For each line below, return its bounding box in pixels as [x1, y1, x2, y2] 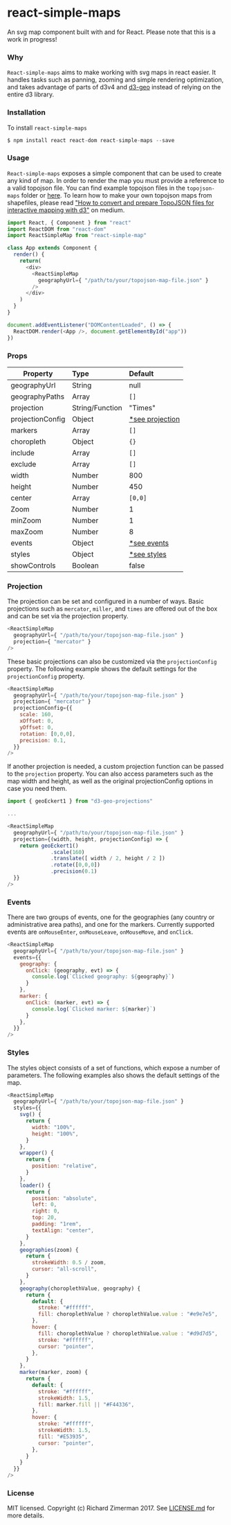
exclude [10, 459, 37, 469]
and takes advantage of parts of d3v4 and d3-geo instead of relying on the [7, 83, 221, 91]
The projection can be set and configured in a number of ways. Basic [7, 598, 204, 606]
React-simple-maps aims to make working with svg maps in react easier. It [7, 68, 216, 77]
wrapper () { [19, 1149, 54, 1157]
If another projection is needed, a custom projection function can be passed [7, 762, 224, 771]
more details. [7, 1511, 45, 1519]
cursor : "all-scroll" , [32, 1266, 98, 1273]
